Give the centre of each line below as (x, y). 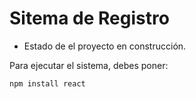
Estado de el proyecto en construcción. (105, 46)
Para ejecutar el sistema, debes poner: (89, 65)
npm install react (47, 83)
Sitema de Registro (89, 18)
